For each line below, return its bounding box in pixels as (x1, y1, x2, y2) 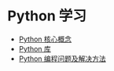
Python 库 (18, 44, 52, 53)
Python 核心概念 (18, 34, 72, 44)
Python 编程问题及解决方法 (18, 54, 107, 63)
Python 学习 (7, 7, 87, 25)
